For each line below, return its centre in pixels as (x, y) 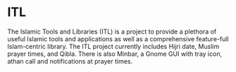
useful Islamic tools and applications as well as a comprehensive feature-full (118, 38)
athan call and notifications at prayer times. (70, 61)
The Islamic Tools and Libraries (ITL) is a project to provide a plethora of (112, 31)
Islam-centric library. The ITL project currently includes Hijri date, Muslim (113, 46)
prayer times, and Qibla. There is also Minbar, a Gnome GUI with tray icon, (115, 54)
